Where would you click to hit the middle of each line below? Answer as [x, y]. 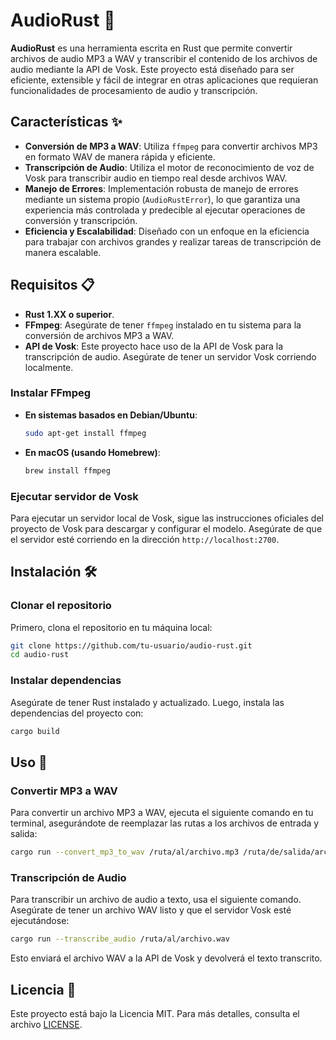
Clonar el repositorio [61, 606]
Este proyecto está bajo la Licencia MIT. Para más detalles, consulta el [155, 1014]
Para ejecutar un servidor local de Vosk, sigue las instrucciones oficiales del [167, 518]
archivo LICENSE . [46, 1025]
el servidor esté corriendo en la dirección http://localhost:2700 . [145, 539]
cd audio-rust [40, 655]
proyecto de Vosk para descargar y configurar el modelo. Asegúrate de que [166, 528]
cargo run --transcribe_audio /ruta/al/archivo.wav [120, 939]
